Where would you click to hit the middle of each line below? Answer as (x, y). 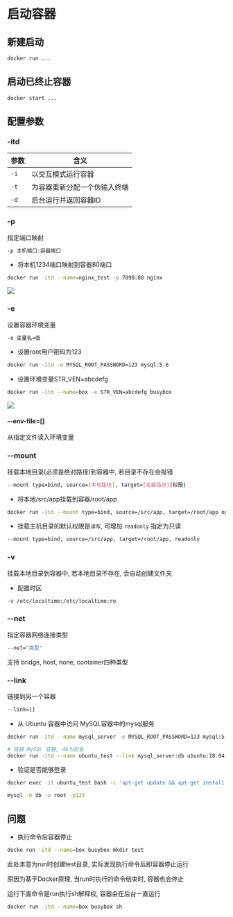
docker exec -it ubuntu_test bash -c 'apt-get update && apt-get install (116, 783)
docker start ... (32, 98)
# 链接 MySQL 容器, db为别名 (46, 749)
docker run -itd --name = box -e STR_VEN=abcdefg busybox (89, 393)
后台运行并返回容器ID (66, 200)
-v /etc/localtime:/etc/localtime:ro (62, 601)
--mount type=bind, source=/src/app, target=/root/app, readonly (103, 539)
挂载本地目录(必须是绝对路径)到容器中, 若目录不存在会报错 (90, 472)
